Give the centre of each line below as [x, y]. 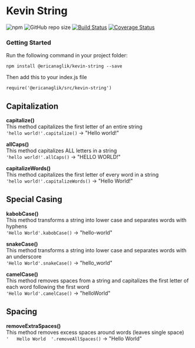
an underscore [24, 256]
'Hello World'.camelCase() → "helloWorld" [58, 293]
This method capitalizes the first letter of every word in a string [82, 175]
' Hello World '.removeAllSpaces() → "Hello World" [74, 339]
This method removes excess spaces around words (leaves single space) [95, 332]
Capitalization [32, 106]
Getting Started [29, 43]
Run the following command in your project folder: [67, 56]
